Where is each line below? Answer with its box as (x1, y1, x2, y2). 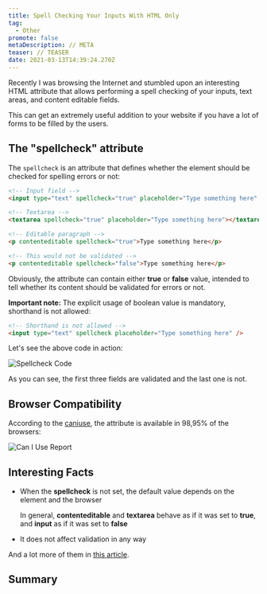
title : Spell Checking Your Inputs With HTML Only (8, 11, 180, 20)
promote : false (8, 33, 59, 42)
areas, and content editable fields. (8, 95, 120, 104)
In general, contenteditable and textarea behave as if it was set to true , (19, 510, 256, 520)
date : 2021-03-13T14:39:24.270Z (8, 57, 115, 64)
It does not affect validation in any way (19, 534, 147, 544)
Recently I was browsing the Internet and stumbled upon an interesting (8, 77, 240, 88)
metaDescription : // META (8, 41, 94, 49)
